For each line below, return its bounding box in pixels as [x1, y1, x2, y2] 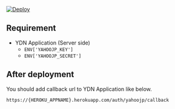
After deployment [6, 69, 74, 79]
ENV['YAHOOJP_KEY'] [24, 46, 74, 52]
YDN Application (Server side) [15, 39, 91, 46]
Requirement [6, 23, 56, 33]
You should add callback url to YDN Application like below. [6, 85, 153, 93]
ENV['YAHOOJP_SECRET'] [24, 53, 82, 59]
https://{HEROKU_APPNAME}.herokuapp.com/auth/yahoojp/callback [6, 97, 170, 103]
